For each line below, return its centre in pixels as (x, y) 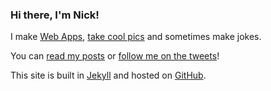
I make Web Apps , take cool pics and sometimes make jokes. (136, 37)
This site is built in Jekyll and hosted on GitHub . (108, 75)
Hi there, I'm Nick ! (55, 15)
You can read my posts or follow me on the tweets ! (115, 56)
